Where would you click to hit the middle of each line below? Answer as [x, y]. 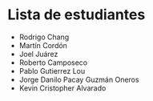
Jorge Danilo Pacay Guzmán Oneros [79, 79]
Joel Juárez [38, 54]
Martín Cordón [43, 45]
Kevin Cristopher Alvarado [62, 88]
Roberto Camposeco [53, 63]
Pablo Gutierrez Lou [52, 71]
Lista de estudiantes [76, 15]
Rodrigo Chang [44, 37]
